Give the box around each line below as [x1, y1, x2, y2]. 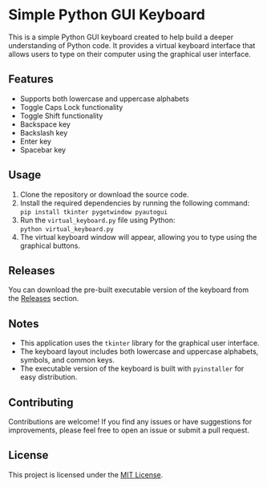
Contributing [8, 396, 74, 409]
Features [8, 72, 54, 86]
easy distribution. [19, 372, 78, 382]
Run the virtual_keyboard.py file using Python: [19, 215, 176, 225]
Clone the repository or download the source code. [19, 189, 189, 199]
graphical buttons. [19, 241, 81, 250]
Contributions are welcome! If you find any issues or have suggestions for [8, 417, 253, 426]
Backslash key [19, 128, 68, 137]
